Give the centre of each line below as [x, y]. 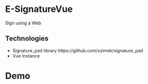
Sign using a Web [23, 23]
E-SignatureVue [39, 9]
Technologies [27, 39]
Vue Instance [26, 56]
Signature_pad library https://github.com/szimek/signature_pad [78, 50]
